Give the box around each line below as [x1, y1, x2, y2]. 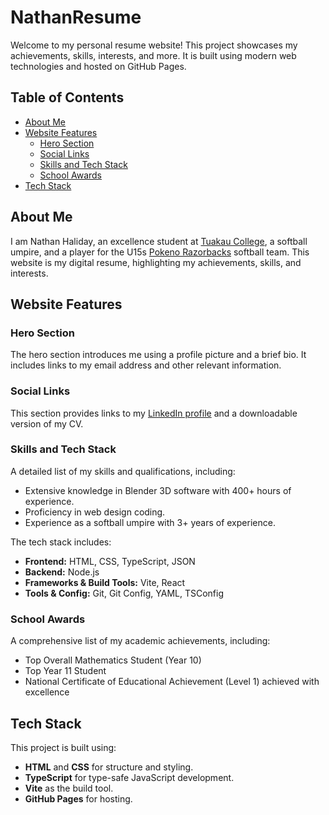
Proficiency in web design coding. [24, 506, 166, 518]
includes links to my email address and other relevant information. [10, 359, 282, 371]
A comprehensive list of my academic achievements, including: [10, 635, 271, 647]
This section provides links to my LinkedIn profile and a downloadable [10, 407, 298, 419]
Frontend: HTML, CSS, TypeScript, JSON [24, 555, 196, 567]
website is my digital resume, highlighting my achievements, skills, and [10, 256, 302, 268]
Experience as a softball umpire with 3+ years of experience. [24, 516, 276, 528]
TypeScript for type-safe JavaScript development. [24, 771, 235, 783]
